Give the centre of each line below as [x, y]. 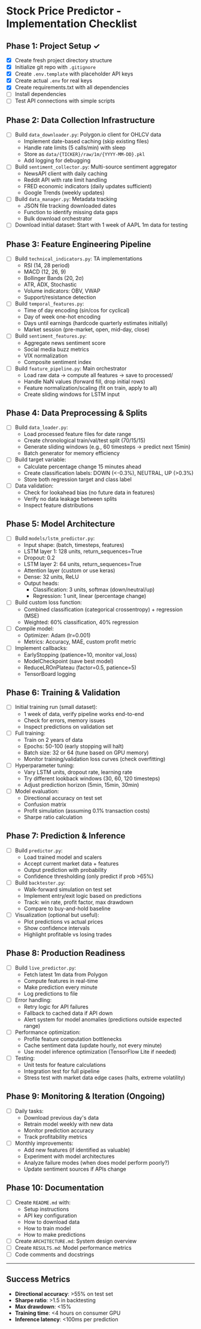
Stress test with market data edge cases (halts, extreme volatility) [104, 1077]
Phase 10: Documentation [55, 1188]
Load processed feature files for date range [77, 434]
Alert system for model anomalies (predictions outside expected [103, 1019]
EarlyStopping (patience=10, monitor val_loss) [80, 654]
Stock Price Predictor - [64, 11]
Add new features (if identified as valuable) [77, 1150]
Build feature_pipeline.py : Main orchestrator [71, 368]
